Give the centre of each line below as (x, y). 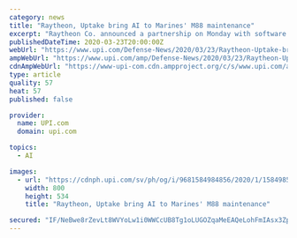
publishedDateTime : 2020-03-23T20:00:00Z (87, 42)
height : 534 (47, 196)
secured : (25, 220)
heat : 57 (25, 91)
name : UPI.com (43, 123)
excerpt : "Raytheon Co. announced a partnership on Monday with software (148, 33)
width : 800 (45, 188)
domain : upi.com (47, 132)
